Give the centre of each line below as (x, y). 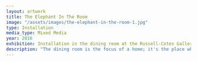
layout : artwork (26, 11)
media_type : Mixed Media (36, 33)
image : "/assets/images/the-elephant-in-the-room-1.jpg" (77, 22)
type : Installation (30, 28)
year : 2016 (19, 38)
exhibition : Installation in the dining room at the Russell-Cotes (90, 44)
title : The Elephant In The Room (47, 17)
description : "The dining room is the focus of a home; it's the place (95, 49)
